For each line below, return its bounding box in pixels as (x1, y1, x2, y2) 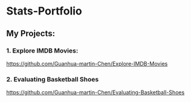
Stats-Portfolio (6, 4, 83, 18)
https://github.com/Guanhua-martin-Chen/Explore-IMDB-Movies (6, 60, 168, 67)
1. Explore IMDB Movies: (6, 46, 79, 55)
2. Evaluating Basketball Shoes (6, 75, 99, 83)
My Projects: (6, 28, 56, 39)
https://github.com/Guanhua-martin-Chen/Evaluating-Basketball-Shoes (6, 89, 185, 96)
